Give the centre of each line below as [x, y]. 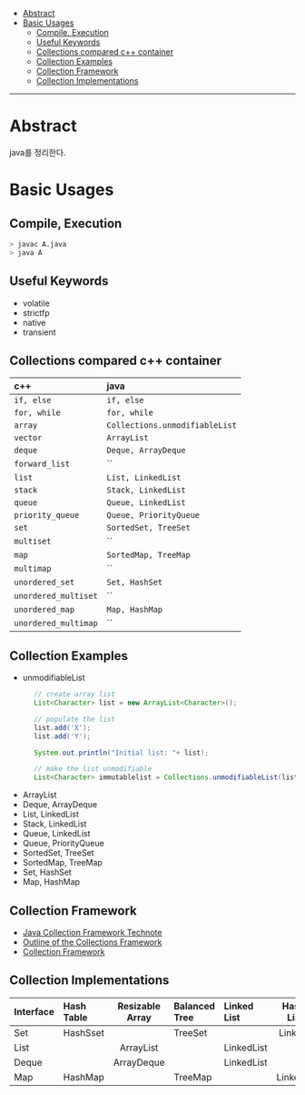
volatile [36, 303]
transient [39, 332]
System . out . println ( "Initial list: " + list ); [121, 753]
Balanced [194, 1006]
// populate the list [74, 719]
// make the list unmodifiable [93, 769]
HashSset [84, 1032]
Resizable [139, 1006]
